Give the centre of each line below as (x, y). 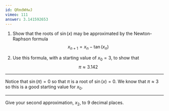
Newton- (143, 34)
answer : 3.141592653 (27, 19)
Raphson (22, 39)
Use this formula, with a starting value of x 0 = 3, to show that (76, 59)
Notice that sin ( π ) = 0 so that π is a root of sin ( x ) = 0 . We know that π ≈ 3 (82, 81)
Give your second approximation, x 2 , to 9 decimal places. (65, 103)
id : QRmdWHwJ (19, 10)
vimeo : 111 (17, 15)
